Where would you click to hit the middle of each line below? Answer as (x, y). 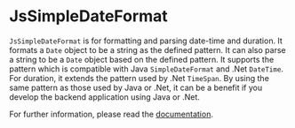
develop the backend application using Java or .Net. (104, 97)
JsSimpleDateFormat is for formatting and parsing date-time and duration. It (146, 41)
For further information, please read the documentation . (111, 114)
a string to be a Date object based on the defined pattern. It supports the (142, 59)
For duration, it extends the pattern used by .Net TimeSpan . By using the (139, 78)
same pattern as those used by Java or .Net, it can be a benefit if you (136, 87)
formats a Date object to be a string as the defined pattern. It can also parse (147, 49)
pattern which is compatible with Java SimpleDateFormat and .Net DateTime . (147, 69)
